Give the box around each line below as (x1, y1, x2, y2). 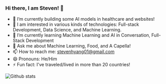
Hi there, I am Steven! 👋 (5, 5, 64, 12)
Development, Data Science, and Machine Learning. (12, 27, 122, 33)
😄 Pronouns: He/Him (12, 56, 57, 62)
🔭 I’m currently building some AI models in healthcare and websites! (12, 16, 155, 22)
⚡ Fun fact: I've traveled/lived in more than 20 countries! (12, 62, 130, 68)
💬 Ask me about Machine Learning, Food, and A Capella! (12, 43, 131, 49)
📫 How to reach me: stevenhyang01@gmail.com (12, 49, 115, 55)
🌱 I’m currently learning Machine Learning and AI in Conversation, (12, 32, 151, 38)
